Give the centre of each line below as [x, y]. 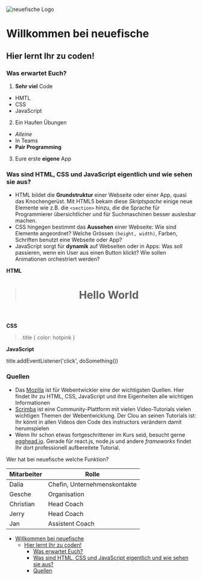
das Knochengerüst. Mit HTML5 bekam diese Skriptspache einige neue [104, 202]
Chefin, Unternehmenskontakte [92, 484]
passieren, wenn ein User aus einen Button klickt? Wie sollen [90, 253]
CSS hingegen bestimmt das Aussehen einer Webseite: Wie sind [96, 227]
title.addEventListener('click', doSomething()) [62, 361]
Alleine [24, 134]
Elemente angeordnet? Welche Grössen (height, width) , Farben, [96, 234]
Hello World [109, 295]
